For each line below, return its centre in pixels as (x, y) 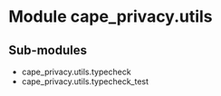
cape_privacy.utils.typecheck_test (85, 82)
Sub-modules (48, 50)
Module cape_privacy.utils (111, 17)
